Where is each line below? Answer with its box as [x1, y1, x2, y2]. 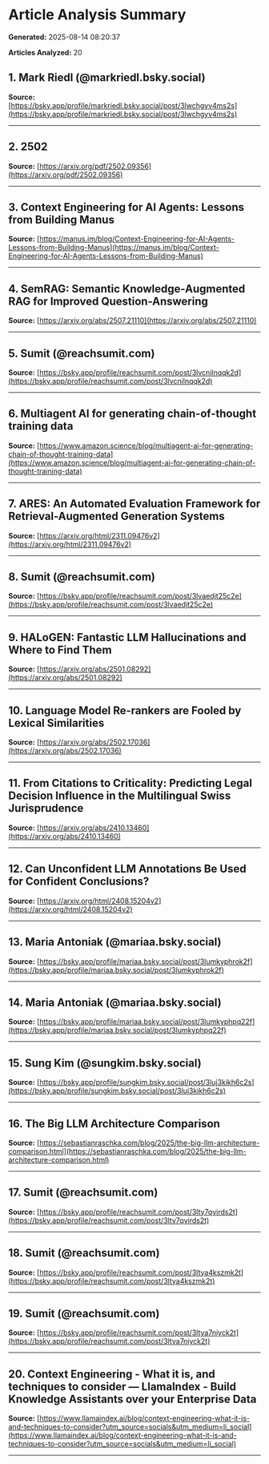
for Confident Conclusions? [8, 875, 150, 889]
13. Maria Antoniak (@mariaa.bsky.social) [8, 935, 222, 949]
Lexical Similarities [8, 716, 105, 730]
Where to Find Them [8, 643, 112, 656]
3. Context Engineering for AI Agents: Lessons [8, 200, 245, 214]
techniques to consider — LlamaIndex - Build [8, 1380, 237, 1393]
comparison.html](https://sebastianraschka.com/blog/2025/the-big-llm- [8, 1146, 247, 1155]
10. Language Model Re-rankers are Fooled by [8, 704, 242, 717]
